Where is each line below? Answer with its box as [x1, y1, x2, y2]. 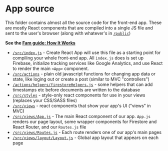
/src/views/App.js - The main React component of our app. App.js [12, 113, 151, 119]
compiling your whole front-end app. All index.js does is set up [12, 54, 144, 60]
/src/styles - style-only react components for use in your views [12, 92, 146, 98]
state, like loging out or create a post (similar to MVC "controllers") [12, 76, 150, 82]
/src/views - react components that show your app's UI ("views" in [12, 102, 151, 108]
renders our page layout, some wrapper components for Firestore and [12, 118, 157, 124]
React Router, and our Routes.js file [12, 123, 86, 130]
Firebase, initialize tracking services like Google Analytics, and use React [12, 60, 163, 66]
